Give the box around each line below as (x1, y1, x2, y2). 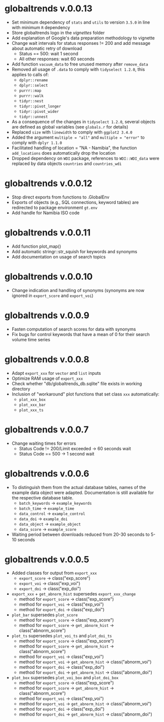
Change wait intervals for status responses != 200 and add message (11, 40, 151, 46)
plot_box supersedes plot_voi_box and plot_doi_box (11, 675, 119, 681)
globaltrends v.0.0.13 (4, 3, 93, 14)
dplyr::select (19, 83, 48, 88)
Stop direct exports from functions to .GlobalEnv (11, 194, 109, 200)
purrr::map (19, 88, 42, 93)
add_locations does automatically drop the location (11, 150, 116, 156)
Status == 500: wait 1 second (19, 50, 79, 57)
